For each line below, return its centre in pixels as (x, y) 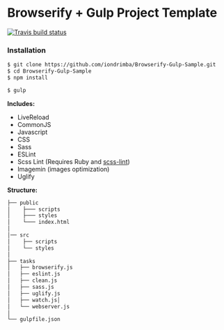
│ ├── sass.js (31, 287)
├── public (23, 203)
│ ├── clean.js (32, 280)
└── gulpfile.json (34, 320)
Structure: (23, 190)
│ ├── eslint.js (34, 274)
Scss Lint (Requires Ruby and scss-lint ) (73, 161)
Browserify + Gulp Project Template (112, 13)
